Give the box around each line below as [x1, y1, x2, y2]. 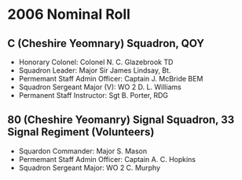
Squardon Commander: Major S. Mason [18, 146, 147, 156]
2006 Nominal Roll [7, 5, 131, 23]
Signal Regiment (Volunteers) [7, 125, 155, 139]
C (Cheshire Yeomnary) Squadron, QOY [7, 37, 205, 50]
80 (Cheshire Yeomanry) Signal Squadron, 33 [7, 113, 235, 127]
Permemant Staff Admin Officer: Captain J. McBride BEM [18, 74, 203, 83]
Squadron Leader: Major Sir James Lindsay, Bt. [18, 66, 171, 75]
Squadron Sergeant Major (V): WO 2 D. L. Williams [18, 82, 181, 92]
